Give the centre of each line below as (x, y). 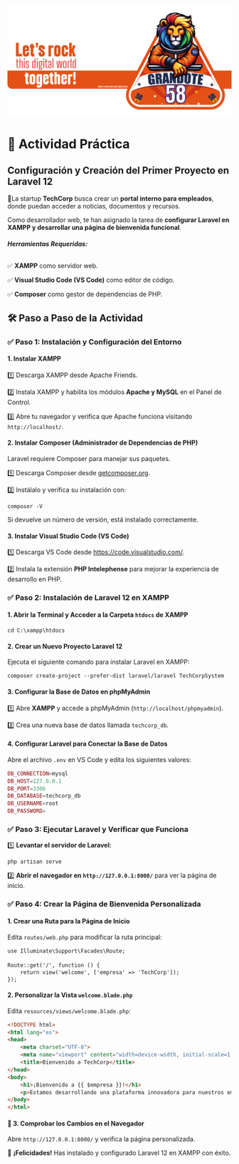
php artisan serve (34, 862)
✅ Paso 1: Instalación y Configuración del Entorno (95, 342)
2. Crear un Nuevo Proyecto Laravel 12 (65, 646)
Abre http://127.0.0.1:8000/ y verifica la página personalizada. (101, 1139)
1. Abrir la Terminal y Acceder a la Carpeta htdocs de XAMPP (98, 615)
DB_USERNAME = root (33, 804)
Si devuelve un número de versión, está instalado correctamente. (103, 519)
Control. (19, 402)
